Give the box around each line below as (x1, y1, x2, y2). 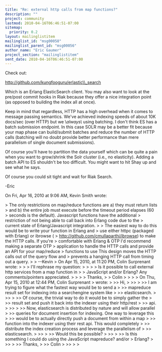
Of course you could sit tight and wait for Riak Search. (5, 174, 113, 180)
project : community (5, 16, 44, 21)
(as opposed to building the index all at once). (5, 99, 96, 105)
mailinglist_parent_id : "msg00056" (5, 43, 77, 48)
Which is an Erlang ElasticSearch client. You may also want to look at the (5, 89, 150, 95)
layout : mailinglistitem (5, 34, 55, 39)
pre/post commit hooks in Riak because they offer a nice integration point (5, 94, 151, 100)
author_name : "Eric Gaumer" (5, 48, 62, 52)
